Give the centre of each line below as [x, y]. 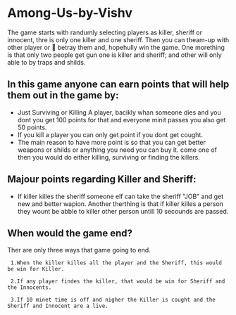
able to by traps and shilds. [46, 62]
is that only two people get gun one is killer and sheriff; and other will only [114, 55]
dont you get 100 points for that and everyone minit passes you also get [122, 120]
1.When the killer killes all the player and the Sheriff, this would [116, 263]
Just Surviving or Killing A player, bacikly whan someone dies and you [119, 112]
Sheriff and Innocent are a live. [58, 306]
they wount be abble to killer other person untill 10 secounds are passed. [123, 211]
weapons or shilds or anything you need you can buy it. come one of [117, 150]
